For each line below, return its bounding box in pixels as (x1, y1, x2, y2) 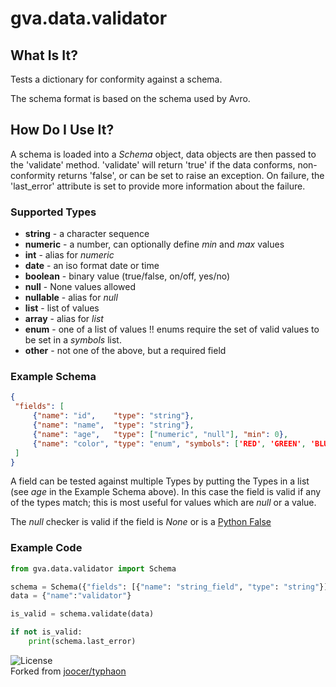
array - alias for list (24, 313, 104, 325)
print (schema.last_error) (28, 637, 137, 647)
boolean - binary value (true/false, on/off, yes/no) (24, 270, 231, 282)
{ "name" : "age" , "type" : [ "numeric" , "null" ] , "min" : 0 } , (32, 429, 289, 439)
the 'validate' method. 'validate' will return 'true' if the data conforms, (10, 158, 296, 171)
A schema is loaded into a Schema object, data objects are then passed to (10, 148, 317, 160)
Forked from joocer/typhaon (10, 665, 127, 677)
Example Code (10, 541, 83, 555)
